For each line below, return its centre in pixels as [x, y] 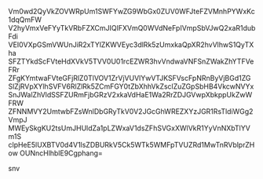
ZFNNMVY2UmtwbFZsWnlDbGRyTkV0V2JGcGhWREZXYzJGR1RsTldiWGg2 [131, 111]
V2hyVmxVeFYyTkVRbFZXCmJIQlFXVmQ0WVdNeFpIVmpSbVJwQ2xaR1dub [132, 28]
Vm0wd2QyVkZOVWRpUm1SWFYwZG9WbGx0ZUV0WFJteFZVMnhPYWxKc [131, 11]
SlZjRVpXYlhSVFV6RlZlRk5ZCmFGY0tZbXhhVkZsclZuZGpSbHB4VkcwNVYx [131, 86]
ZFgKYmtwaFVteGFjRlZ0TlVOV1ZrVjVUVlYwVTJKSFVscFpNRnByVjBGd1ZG [130, 78]
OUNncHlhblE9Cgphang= [61, 153]
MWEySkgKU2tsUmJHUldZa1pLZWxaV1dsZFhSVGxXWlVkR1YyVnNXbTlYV [130, 128]
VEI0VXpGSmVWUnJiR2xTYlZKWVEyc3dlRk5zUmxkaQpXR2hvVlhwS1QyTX [131, 45]
